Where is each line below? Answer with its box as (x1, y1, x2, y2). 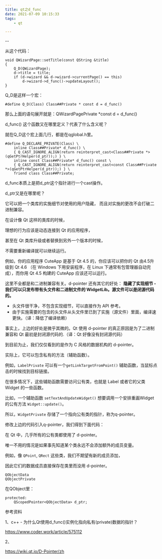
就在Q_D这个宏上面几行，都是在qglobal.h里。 (5, 132, 96, 138)
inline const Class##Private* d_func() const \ (14, 158, 111, 163)
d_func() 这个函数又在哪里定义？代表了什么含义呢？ (5, 122, 108, 127)
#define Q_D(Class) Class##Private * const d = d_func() (5, 102, 122, 107)
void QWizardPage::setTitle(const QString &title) (5, 58, 109, 63)
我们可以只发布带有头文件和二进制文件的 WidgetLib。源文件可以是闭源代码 (5, 287, 155, 293)
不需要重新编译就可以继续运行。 (5, 248, 69, 254)
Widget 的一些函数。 (5, 385, 46, 390)
